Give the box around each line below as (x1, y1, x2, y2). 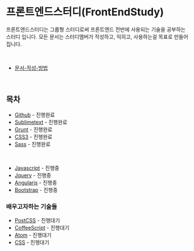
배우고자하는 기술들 (6, 202, 57, 211)
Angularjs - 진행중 (14, 179, 57, 186)
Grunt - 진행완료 (14, 126, 53, 133)
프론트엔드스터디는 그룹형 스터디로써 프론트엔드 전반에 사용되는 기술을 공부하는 (6, 26, 186, 33)
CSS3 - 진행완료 (14, 133, 53, 140)
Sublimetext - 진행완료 (14, 118, 68, 126)
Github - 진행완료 (14, 111, 56, 118)
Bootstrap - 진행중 (14, 186, 58, 194)
